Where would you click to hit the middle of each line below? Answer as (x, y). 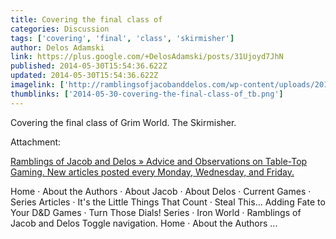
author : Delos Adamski (57, 47)
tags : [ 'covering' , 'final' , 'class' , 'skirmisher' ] (122, 38)
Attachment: (36, 142)
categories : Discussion (60, 29)
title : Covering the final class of (86, 19)
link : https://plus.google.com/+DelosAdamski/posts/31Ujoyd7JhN (147, 57)
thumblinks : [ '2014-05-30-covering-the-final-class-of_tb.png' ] (147, 94)
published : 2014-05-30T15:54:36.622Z (89, 66)
